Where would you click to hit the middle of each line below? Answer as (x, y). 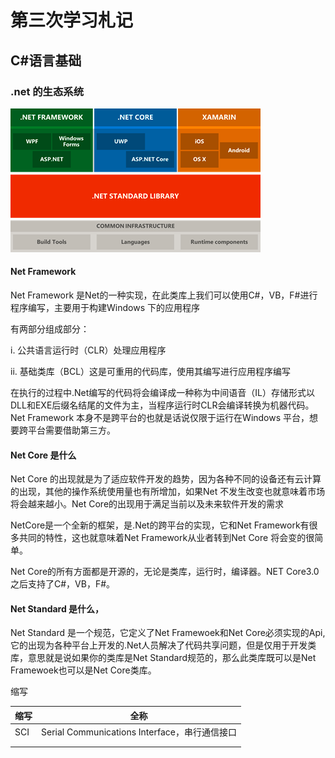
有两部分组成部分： (50, 329)
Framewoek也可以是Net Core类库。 (83, 670)
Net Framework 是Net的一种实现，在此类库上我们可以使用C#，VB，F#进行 (164, 295)
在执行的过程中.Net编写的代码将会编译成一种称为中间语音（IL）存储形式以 (162, 393)
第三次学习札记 (72, 20)
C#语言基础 (46, 60)
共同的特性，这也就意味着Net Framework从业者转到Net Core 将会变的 (162, 538)
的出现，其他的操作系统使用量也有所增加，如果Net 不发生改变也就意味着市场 (168, 492)
